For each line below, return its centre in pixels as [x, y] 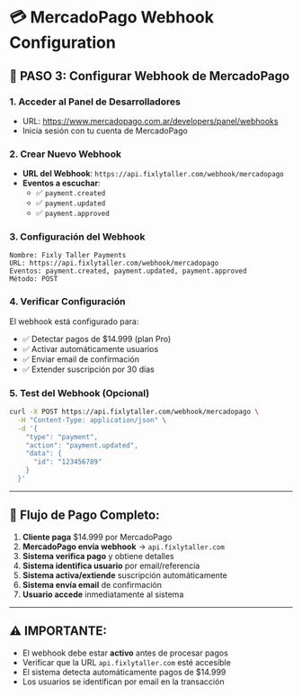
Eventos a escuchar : [61, 183]
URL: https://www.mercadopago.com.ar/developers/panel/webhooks [150, 121]
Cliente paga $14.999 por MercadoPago [97, 537]
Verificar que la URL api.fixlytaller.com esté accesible [126, 662]
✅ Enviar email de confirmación [80, 359]
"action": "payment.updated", [82, 445]
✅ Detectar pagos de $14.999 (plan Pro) [97, 339]
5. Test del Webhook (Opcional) [80, 393]
